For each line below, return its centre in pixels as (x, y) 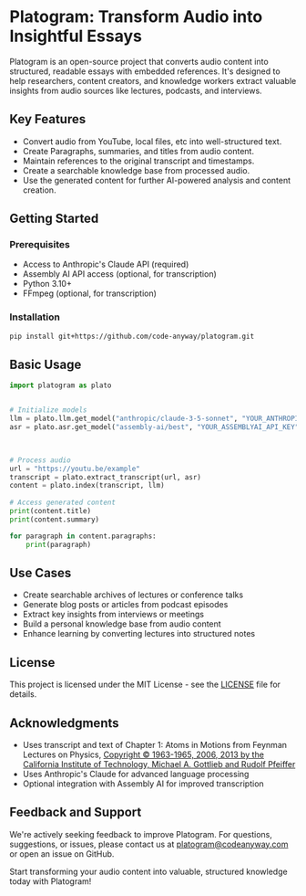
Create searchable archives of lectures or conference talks (133, 595)
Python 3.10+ (47, 284)
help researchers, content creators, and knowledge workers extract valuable (153, 80)
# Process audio (40, 460)
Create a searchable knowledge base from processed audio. (136, 170)
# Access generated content (63, 503)
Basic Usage (46, 364)
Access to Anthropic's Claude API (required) (106, 264)
